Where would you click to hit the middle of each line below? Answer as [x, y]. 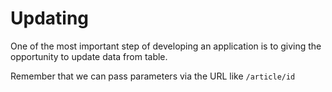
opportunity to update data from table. [89, 56]
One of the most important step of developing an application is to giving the [166, 46]
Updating [50, 18]
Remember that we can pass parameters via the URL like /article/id [153, 76]
